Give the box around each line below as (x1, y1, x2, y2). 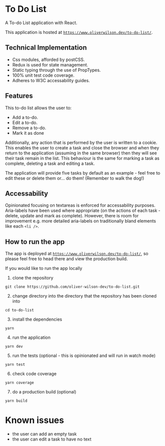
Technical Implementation (5, 43, 87, 52)
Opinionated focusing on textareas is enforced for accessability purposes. (5, 203, 156, 208)
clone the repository (12, 275, 54, 281)
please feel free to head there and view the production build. (5, 256, 128, 262)
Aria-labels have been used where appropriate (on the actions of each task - (5, 208, 161, 213)
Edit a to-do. (12, 119, 38, 125)
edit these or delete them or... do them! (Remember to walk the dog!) (5, 175, 144, 181)
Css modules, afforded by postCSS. (12, 57, 85, 62)
